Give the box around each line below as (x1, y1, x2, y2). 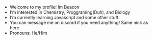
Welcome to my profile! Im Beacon (9, 4, 79, 10)
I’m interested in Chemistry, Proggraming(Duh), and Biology (9, 9, 130, 15)
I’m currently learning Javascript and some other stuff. (9, 15, 120, 20)
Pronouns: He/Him (9, 30, 48, 36)
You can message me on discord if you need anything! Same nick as (9, 20, 148, 25)
